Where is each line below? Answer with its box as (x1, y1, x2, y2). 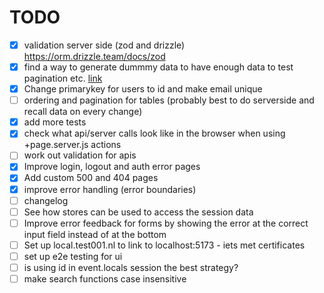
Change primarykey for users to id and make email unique (23, 83, 263, 95)
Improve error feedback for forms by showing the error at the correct (23, 217, 309, 229)
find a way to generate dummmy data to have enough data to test (23, 61, 294, 73)
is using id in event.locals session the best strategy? (23, 261, 239, 273)
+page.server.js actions (23, 139, 122, 151)
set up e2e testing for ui (23, 250, 123, 262)
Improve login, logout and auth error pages (23, 161, 201, 173)
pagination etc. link (23, 72, 103, 85)
